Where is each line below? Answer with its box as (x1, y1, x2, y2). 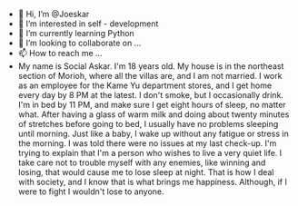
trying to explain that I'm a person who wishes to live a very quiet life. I (17, 148, 283, 158)
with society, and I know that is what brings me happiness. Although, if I (17, 177, 288, 187)
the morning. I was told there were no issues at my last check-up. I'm (17, 138, 277, 149)
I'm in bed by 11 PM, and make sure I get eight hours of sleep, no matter (17, 100, 286, 110)
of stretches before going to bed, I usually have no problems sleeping (17, 119, 279, 129)
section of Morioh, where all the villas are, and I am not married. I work (17, 71, 283, 81)
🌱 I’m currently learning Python (17, 28, 134, 38)
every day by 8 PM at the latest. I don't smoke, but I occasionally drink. (17, 90, 284, 100)
